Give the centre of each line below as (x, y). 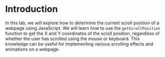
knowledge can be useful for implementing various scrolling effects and (79, 44)
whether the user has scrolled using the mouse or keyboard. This (72, 39)
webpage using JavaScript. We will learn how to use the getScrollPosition (83, 28)
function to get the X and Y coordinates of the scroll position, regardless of (82, 33)
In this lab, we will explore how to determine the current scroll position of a (82, 23)
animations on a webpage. (33, 49)
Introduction (32, 9)
